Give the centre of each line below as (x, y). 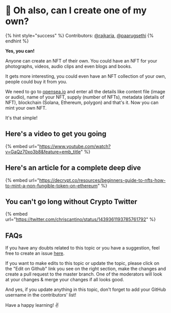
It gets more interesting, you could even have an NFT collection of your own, (86, 76)
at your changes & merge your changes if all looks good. (65, 280)
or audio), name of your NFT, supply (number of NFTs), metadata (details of (85, 97)
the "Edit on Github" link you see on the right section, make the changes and (86, 269)
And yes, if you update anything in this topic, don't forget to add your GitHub (86, 289)
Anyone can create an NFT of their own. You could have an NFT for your (81, 60)
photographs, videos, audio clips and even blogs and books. (69, 66)
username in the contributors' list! (41, 295)
